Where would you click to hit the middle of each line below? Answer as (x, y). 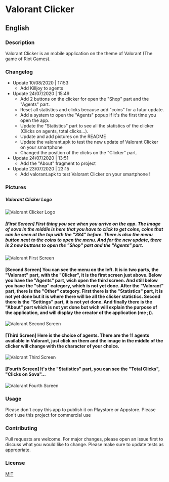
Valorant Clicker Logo (29, 199)
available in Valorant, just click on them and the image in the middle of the (84, 340)
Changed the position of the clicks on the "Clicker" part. (79, 153)
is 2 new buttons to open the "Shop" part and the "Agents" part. (74, 245)
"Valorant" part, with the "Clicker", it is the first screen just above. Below (83, 275)
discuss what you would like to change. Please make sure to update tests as (85, 445)
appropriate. (18, 450)
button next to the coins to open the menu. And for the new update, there (83, 240)
